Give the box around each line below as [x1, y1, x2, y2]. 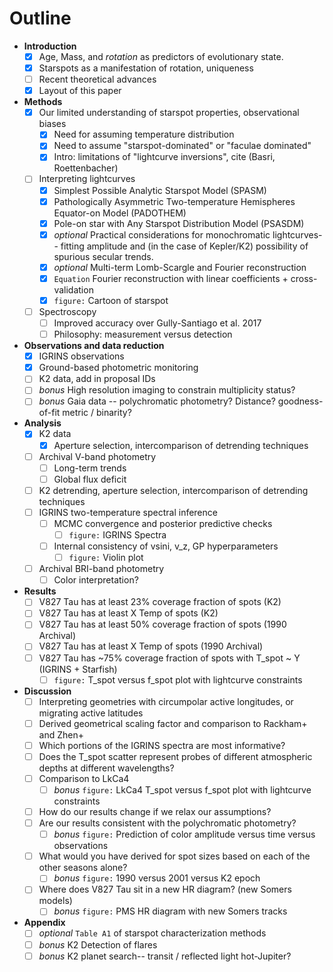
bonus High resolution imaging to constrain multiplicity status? [38, 384, 296, 396]
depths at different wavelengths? [38, 762, 175, 774]
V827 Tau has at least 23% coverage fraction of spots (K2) [38, 596, 282, 608]
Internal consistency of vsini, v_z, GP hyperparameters [53, 540, 279, 552]
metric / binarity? [62, 407, 132, 419]
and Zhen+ [38, 728, 85, 741]
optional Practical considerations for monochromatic [53, 228, 271, 241]
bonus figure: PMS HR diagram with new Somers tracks [53, 905, 288, 917]
